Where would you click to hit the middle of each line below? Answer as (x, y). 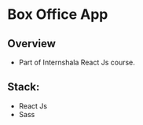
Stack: (24, 87)
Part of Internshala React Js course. (77, 62)
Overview (32, 44)
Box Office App (58, 15)
